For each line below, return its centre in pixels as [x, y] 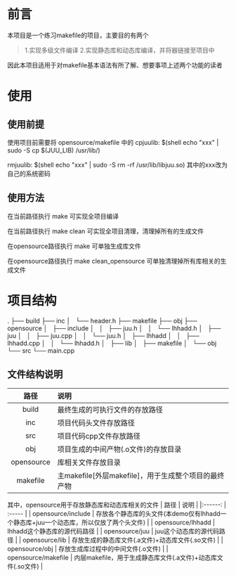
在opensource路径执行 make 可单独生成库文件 [74, 246]
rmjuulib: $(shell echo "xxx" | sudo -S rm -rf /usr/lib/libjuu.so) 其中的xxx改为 [118, 164]
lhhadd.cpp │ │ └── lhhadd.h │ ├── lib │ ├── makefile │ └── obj [112, 343]
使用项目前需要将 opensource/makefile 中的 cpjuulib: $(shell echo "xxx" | [113, 142]
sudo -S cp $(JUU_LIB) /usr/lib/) [54, 150]
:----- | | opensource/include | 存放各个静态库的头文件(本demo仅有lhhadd [114, 513]
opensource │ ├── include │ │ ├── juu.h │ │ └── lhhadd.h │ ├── [114, 328]
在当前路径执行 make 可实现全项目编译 [63, 216]
